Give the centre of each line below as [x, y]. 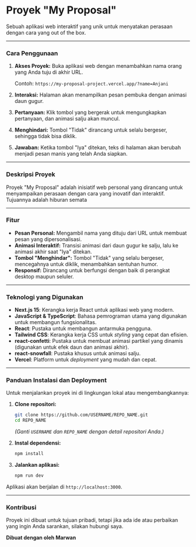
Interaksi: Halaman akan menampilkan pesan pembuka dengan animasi [100, 95]
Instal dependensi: [38, 443]
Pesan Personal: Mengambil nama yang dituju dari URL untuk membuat [101, 233]
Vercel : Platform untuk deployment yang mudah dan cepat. [86, 360]
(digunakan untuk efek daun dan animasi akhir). [72, 347]
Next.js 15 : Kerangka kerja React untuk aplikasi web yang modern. [94, 310]
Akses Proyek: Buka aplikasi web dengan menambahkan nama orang [98, 66]
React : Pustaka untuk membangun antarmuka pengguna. [83, 329]
